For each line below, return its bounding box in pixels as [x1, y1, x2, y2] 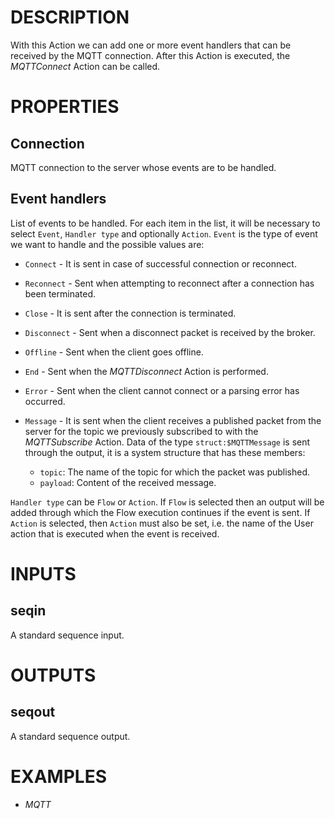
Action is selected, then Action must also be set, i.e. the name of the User [10, 517, 314, 529]
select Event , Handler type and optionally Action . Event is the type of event [10, 227, 318, 240]
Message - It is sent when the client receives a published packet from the [24, 414, 322, 426]
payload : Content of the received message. [39, 476, 217, 488]
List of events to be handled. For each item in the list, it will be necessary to [10, 217, 321, 229]
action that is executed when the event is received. [10, 527, 220, 540]
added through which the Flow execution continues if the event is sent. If [10, 506, 311, 518]
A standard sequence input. [10, 629, 125, 641]
